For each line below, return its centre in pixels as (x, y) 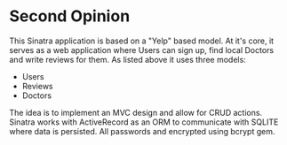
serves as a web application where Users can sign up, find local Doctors (142, 50)
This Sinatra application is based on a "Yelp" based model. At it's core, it (141, 41)
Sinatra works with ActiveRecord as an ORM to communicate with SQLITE (144, 122)
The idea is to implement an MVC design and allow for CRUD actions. (136, 112)
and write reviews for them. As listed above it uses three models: (128, 59)
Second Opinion (70, 16)
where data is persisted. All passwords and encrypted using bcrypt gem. (142, 131)
